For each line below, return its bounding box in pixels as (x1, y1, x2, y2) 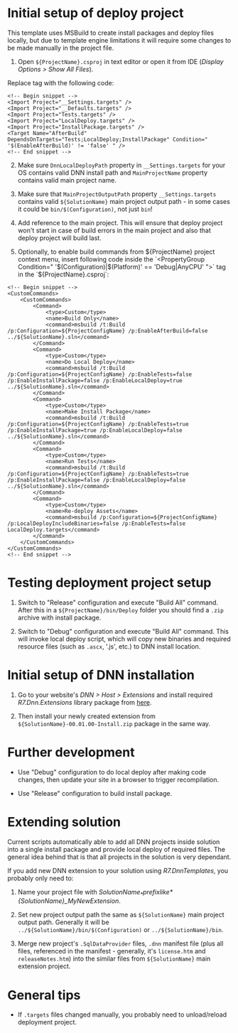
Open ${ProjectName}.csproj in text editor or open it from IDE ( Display (17, 57, 224, 65)
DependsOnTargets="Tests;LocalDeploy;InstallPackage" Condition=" (7, 136, 208, 143)
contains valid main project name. (17, 175, 117, 184)
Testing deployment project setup (7, 575, 212, 591)
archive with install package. (17, 613, 102, 622)
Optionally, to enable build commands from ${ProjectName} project (17, 247, 215, 256)
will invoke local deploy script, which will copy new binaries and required (17, 634, 231, 643)
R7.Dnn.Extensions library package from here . (17, 698, 152, 706)
